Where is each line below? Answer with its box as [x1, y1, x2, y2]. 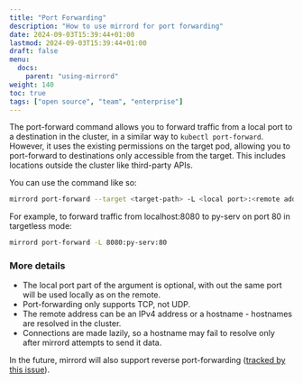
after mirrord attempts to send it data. [22, 337, 162, 348]
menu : [9, 55, 30, 64]
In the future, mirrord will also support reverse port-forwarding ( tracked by [9, 355, 286, 366]
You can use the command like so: [9, 178, 137, 188]
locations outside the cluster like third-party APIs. [9, 160, 194, 171]
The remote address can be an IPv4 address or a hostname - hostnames [22, 308, 293, 320]
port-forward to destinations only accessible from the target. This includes [9, 150, 286, 161]
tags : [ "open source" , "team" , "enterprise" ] [9, 96, 183, 106]
